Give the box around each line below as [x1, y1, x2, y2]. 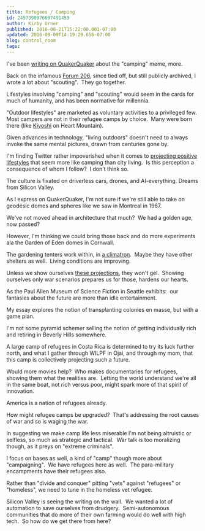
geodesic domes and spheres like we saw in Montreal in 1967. [6, 202, 162, 209]
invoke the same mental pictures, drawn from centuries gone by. [6, 140, 170, 147]
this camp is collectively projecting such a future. [6, 355, 130, 363]
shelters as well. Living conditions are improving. [6, 257, 131, 265]
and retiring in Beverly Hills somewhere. [6, 331, 107, 338]
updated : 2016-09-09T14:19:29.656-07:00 [6, 32, 111, 38]
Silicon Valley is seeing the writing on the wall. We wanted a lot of [6, 498, 173, 505]
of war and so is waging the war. [6, 417, 89, 425]
